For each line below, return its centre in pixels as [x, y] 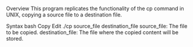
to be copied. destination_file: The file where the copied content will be [92, 32]
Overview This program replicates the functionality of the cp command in [95, 9]
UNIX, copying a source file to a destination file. [64, 15]
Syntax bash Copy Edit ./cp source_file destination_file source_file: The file [97, 26]
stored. [15, 38]
